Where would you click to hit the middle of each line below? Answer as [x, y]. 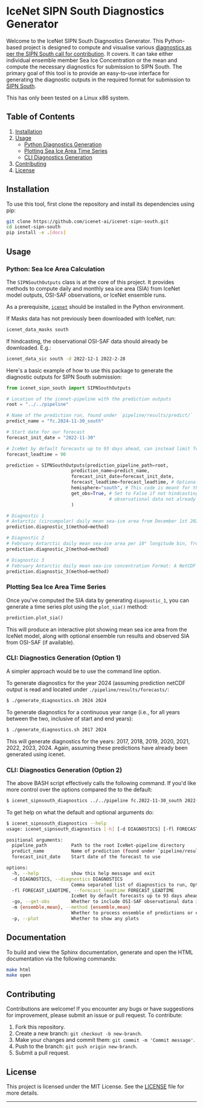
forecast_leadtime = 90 [36, 454]
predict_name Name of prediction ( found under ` [86, 851]
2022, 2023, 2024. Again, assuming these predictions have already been [97, 748]
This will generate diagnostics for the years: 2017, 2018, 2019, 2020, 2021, [98, 741]
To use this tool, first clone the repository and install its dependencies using [100, 204]
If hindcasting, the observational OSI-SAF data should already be [87, 341]
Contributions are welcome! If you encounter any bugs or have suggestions [100, 1009]
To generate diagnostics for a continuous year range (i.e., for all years [93, 712]
